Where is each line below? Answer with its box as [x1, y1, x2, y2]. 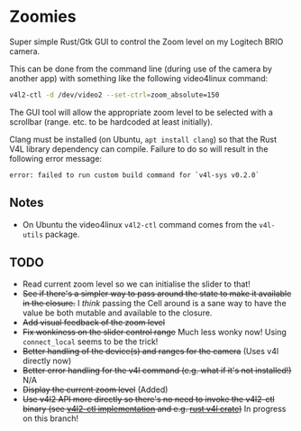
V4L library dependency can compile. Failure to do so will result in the [9, 143, 269, 155]
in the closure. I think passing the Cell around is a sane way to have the [22, 298, 287, 309]
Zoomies [9, 6, 77, 27]
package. [44, 229, 80, 239]
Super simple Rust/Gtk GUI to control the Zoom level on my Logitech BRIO [9, 36, 284, 47]
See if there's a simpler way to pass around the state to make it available [22, 288, 292, 299]
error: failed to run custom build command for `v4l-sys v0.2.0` [9, 170, 260, 180]
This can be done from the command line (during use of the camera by [9, 63, 273, 74]
